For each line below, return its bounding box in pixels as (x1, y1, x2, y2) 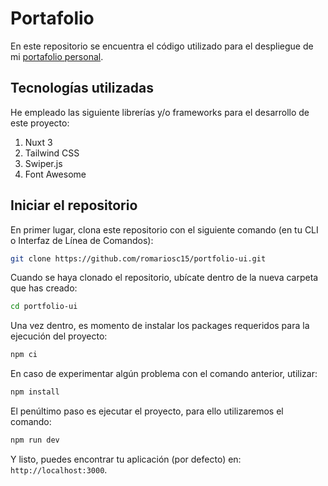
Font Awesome (24, 168, 87, 180)
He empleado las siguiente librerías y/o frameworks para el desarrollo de (10, 106, 310, 118)
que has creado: (10, 282, 78, 294)
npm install (10, 387, 60, 397)
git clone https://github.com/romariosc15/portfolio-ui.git (10, 253, 267, 264)
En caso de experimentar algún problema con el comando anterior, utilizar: (10, 368, 318, 380)
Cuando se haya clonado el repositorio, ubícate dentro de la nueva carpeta (10, 272, 319, 284)
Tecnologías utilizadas (10, 80, 154, 97)
